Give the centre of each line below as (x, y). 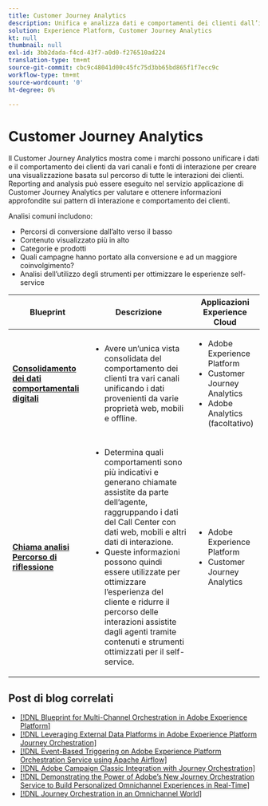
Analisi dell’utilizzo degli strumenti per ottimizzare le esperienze (124, 274)
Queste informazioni (142, 552)
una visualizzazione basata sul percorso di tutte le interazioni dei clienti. (126, 176)
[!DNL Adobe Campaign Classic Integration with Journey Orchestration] (138, 768)
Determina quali (134, 452)
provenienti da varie (142, 398)
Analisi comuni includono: (51, 216)
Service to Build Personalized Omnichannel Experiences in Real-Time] (134, 785)
